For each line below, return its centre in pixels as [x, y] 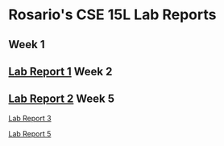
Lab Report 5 [30, 133]
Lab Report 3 [30, 118]
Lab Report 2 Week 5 [62, 99]
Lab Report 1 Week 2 [60, 71]
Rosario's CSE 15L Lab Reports [112, 15]
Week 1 [27, 45]
